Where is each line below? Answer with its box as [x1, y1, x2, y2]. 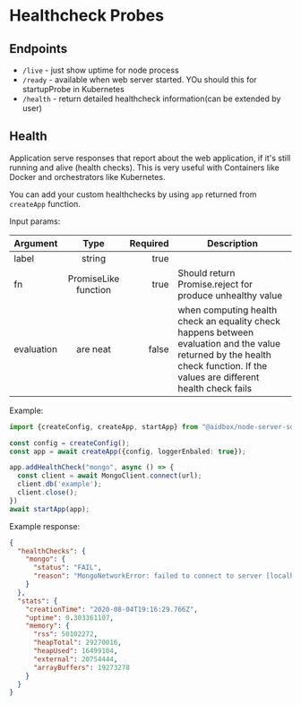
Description [207, 236, 258, 249]
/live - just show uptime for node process [21, 64, 179, 75]
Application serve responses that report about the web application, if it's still [9, 152, 291, 163]
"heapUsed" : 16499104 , [32, 647, 118, 656]
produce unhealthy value [177, 288, 283, 301]
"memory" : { [25, 622, 70, 631]
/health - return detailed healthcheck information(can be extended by [21, 93, 281, 104]
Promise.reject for [177, 278, 254, 290]
